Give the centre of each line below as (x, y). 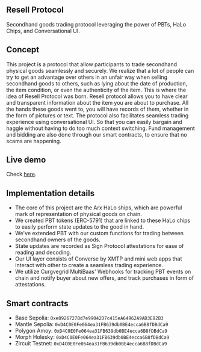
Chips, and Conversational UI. (43, 31)
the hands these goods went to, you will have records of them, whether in (97, 109)
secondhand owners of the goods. (57, 239)
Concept (23, 50)
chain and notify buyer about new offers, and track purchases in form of (104, 278)
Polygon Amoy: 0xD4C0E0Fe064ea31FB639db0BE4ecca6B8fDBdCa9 (91, 331)
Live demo (26, 160)
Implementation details (51, 193)
